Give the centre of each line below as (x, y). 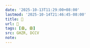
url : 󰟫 (12, 24)
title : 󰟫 (14, 19)
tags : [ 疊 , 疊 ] (20, 28)
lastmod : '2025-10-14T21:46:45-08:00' (46, 14)
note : (11, 38)
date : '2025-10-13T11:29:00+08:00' (42, 10)
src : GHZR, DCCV (22, 33)
